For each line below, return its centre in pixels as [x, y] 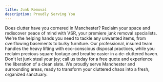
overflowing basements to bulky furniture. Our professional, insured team [79, 43]
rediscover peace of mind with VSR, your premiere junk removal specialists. [81, 33]
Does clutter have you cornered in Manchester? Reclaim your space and [78, 28]
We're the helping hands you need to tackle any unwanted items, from [76, 38]
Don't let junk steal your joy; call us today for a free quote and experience [79, 59]
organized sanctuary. [26, 74]
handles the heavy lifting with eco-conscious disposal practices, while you [80, 49]
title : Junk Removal [26, 9]
